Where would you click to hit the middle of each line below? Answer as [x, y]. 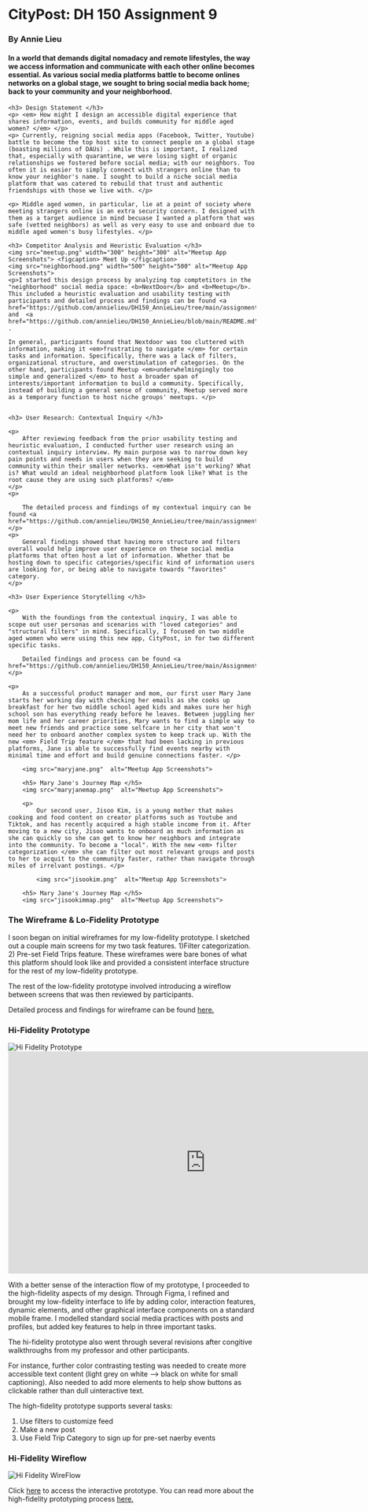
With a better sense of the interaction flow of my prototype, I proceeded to [129, 1284]
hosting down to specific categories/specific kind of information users [132, 563]
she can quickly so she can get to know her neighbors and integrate [125, 839]
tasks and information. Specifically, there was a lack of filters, [123, 356]
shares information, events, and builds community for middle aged [121, 122]
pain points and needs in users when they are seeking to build [116, 459]
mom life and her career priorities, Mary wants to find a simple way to [132, 721]
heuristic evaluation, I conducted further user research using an [121, 446]
